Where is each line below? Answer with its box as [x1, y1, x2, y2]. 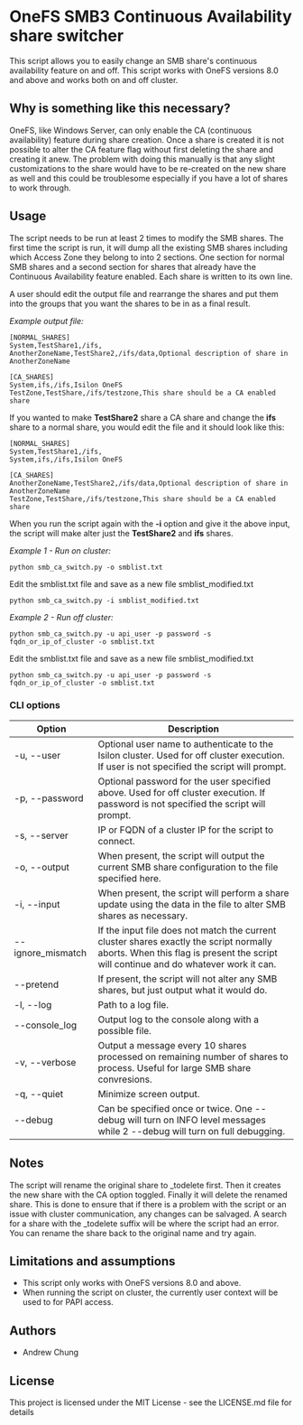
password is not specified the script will [97, 797, 266, 810]
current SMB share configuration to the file [97, 861, 279, 873]
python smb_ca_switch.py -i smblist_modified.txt [9, 596, 200, 605]
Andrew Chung [22, 1347, 79, 1358]
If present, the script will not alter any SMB [97, 973, 278, 985]
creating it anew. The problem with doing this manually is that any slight [9, 154, 275, 164]
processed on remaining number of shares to [97, 1050, 289, 1063]
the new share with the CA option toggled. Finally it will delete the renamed [9, 1189, 289, 1200]
